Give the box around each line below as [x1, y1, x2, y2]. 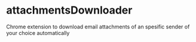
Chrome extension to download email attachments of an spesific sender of [6, 23, 190, 30]
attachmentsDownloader [6, 4, 133, 17]
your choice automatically [6, 29, 70, 36]
